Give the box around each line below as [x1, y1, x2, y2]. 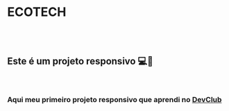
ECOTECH [7, 4, 67, 20]
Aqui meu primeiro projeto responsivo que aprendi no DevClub [7, 94, 222, 104]
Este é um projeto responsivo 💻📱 [7, 55, 154, 67]
